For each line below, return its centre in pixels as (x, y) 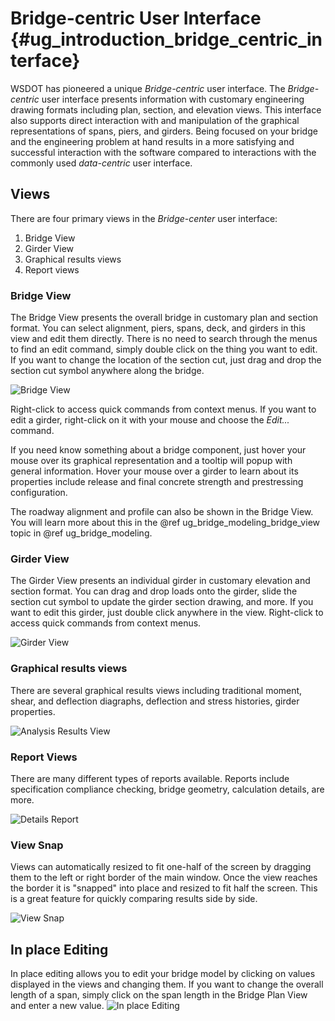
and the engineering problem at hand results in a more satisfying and (152, 141)
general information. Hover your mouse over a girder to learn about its (154, 471)
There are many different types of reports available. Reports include (150, 778)
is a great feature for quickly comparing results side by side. (134, 899)
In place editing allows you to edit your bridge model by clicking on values (163, 974)
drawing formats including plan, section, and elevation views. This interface (166, 109)
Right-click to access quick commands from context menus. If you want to (163, 409)
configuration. (39, 493)
